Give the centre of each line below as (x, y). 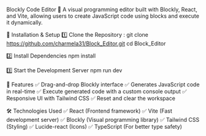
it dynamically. (25, 22)
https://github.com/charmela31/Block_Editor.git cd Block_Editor (86, 43)
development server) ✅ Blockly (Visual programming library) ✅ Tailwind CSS (103, 120)
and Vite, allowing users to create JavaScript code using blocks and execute (103, 16)
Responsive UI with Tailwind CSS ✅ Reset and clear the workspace (91, 98)
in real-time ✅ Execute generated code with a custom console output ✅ (97, 91)
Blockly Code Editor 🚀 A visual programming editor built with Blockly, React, (102, 9)
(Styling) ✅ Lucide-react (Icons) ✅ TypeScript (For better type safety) (94, 127)
